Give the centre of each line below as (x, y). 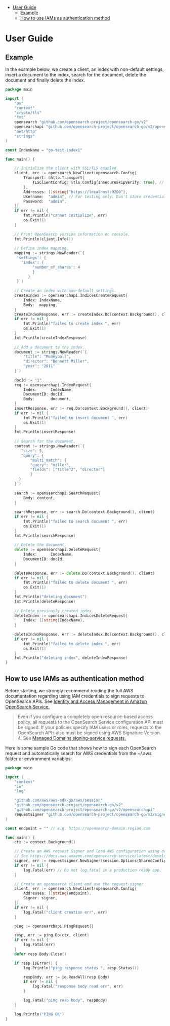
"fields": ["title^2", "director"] (68, 470)
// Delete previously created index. (54, 611)
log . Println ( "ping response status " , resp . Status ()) (81, 968)
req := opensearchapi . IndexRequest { (53, 385)
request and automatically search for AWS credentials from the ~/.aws (78, 753)
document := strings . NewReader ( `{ (51, 352)
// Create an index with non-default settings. (65, 291)
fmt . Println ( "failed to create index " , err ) (72, 324)
